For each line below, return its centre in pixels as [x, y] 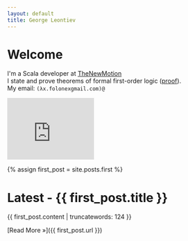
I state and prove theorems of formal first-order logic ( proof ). [94, 81]
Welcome [35, 55]
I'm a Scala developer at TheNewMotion [65, 74]
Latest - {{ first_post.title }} [87, 198]
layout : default [31, 14]
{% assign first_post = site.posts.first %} [65, 169]
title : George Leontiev [42, 20]
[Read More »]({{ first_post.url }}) [55, 231]
